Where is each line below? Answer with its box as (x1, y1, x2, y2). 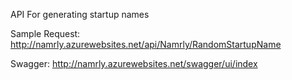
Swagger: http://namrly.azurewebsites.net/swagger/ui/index (10, 58, 258, 69)
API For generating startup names (10, 9, 150, 20)
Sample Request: (10, 28, 81, 39)
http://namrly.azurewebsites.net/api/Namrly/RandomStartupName (10, 39, 282, 50)
